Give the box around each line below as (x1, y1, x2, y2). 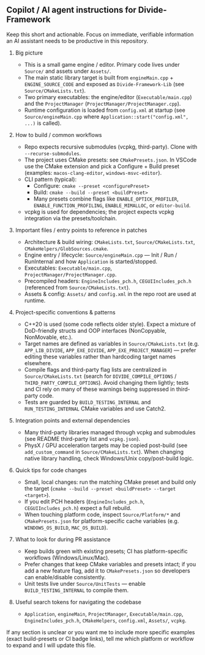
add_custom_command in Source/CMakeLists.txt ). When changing (24, 448, 184, 455)
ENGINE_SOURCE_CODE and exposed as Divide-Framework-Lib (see (24, 80, 185, 87)
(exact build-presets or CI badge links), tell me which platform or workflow (6, 635, 194, 642)
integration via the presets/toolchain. (24, 214, 117, 222)
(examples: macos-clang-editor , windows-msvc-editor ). (24, 169, 162, 176)
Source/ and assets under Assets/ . (24, 67, 111, 75)
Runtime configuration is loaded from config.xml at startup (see (24, 106, 185, 114)
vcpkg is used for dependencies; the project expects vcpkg (24, 208, 174, 215)
